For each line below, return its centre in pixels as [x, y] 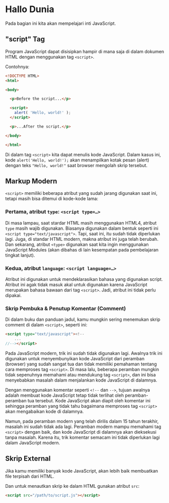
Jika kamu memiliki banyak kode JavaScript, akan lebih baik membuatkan [82, 471]
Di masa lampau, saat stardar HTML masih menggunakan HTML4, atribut [81, 223]
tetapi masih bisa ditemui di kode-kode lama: [52, 199]
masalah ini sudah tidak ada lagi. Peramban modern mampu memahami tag [83, 427]
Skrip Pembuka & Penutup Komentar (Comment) [66, 308]
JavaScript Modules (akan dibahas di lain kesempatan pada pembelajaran [82, 249]
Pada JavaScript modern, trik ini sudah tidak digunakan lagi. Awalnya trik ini [84, 353]
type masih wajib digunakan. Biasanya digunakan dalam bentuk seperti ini [82, 228]
